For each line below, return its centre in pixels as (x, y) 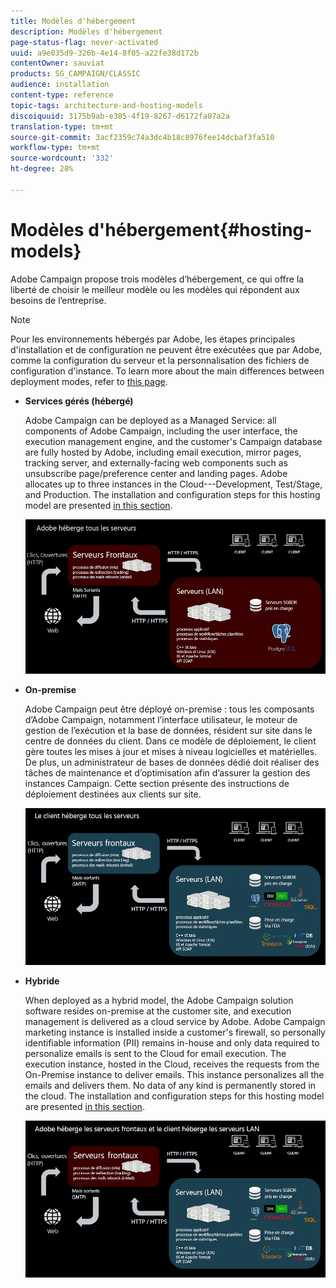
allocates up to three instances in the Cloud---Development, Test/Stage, (173, 484)
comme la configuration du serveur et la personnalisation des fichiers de (160, 360)
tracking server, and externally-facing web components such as (156, 462)
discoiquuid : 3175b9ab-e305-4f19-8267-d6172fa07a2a (120, 116)
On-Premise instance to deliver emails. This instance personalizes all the (174, 1074)
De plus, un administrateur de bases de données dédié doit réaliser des (172, 762)
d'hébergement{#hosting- (200, 229)
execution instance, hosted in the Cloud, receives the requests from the (172, 1064)
